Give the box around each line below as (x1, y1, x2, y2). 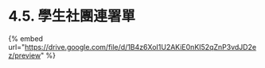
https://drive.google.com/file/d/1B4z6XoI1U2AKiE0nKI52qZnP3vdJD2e (24, 42, 257, 51)
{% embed (8, 33, 44, 43)
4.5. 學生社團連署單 (8, 7, 136, 25)
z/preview (8, 51, 41, 60)
